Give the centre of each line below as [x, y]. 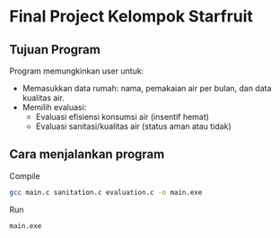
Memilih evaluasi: [54, 107]
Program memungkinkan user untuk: [77, 71]
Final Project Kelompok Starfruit [131, 17]
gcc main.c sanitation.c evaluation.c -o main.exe [106, 192]
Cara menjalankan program [87, 154]
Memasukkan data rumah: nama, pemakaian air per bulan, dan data [147, 88]
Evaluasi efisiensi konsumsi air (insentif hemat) [122, 117]
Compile [25, 175]
